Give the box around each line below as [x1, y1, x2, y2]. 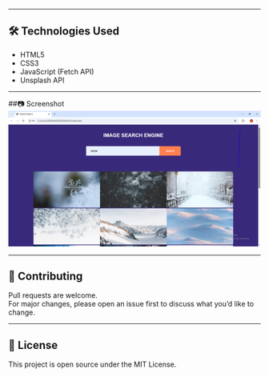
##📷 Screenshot [8, 98, 65, 108]
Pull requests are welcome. [8, 291, 98, 300]
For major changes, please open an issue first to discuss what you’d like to [8, 299, 255, 309]
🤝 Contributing [8, 269, 83, 283]
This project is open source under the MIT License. [8, 359, 177, 369]
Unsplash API [19, 75, 65, 85]
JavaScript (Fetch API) [19, 66, 94, 76]
